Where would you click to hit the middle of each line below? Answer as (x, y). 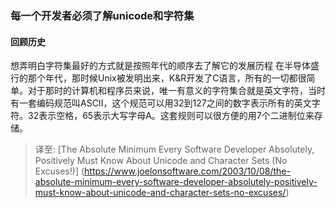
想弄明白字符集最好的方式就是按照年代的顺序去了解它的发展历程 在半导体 (160, 66)
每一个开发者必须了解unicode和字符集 (102, 15)
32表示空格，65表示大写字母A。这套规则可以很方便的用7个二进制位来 (171, 116)
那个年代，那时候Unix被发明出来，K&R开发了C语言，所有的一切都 (162, 78)
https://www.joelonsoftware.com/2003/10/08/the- (187, 171)
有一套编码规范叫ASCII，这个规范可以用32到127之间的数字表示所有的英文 (161, 103)
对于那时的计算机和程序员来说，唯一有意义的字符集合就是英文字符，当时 (176, 91)
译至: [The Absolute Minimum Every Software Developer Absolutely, (174, 149)
